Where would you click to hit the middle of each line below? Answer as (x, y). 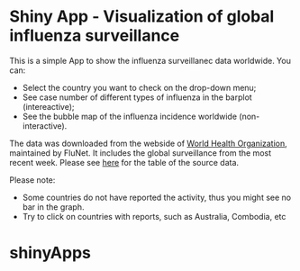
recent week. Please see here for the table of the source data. (124, 162)
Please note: (32, 180)
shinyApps (50, 253)
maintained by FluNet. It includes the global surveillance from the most (141, 153)
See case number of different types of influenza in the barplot (137, 97)
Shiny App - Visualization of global (142, 17)
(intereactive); (48, 106)
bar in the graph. (53, 207)
